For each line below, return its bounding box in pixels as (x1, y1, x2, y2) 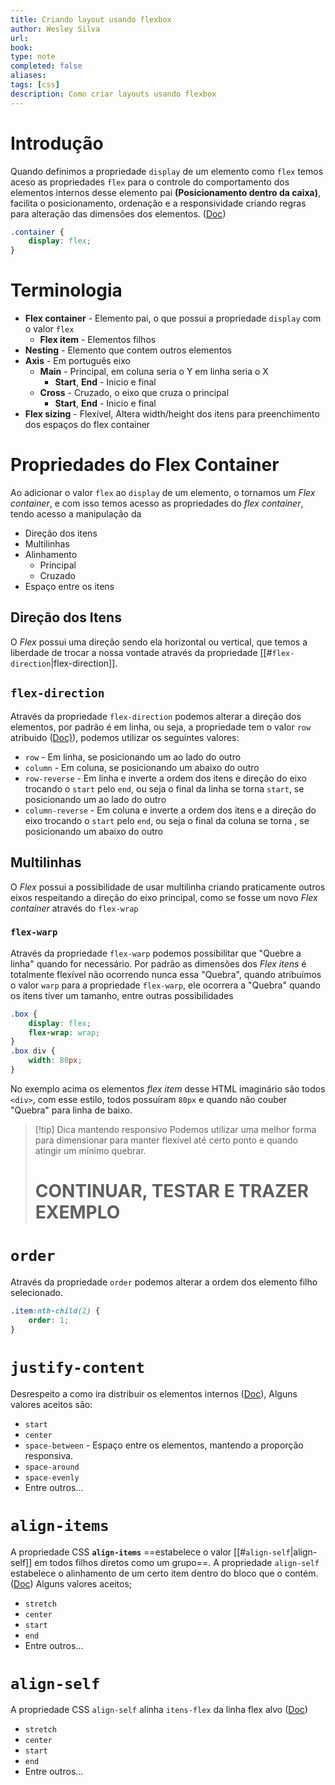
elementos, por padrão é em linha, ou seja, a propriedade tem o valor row (10, 721, 312, 733)
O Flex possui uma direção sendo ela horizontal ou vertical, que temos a (10, 636, 308, 648)
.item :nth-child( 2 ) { (10, 1306, 101, 1316)
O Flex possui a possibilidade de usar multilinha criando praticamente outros (10, 881, 326, 893)
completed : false (10, 61, 83, 71)
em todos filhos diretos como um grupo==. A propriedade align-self (34, 1556, 320, 1568)
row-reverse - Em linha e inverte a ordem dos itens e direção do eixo (24, 772, 307, 784)
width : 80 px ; (28, 1056, 83, 1066)
